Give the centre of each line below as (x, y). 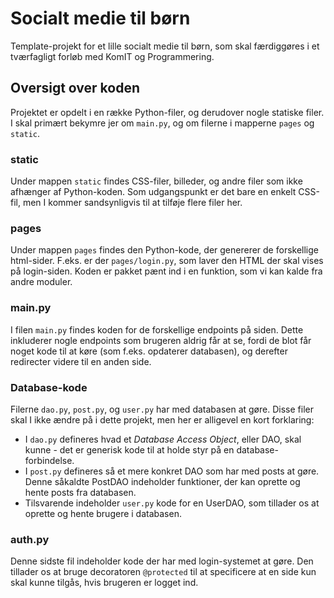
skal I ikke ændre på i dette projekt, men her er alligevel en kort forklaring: (162, 419)
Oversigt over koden (75, 88)
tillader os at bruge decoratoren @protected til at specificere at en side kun (163, 572)
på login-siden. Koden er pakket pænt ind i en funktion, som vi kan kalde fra (166, 271)
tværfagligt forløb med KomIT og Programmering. (112, 56)
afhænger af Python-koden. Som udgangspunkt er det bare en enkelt (153, 192)
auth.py (30, 539)
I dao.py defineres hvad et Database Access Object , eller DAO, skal (163, 439)
